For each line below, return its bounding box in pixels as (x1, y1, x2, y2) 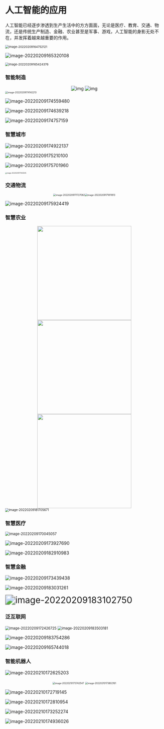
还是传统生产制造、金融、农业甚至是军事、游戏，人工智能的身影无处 (14, 28, 154, 34)
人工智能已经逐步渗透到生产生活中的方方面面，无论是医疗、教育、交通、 (5, 22, 154, 28)
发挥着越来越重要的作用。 (18, 35, 71, 41)
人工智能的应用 (5, 5, 67, 16)
